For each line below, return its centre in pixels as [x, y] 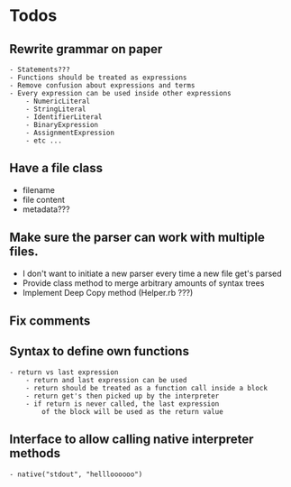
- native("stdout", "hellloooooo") [76, 474]
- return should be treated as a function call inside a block [147, 388]
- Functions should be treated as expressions [98, 78]
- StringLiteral [56, 109]
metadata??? [46, 209]
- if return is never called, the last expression [123, 404]
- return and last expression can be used [106, 380]
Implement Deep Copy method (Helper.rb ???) [108, 292]
